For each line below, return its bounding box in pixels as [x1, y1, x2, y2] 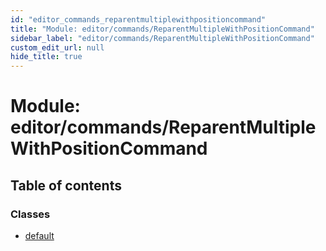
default [24, 230, 55, 241]
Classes [10, 207, 51, 221]
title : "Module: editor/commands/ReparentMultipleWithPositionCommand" [10, 24, 315, 34]
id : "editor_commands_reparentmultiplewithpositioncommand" [10, 14, 267, 25]
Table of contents [10, 177, 122, 194]
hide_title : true [10, 52, 83, 62]
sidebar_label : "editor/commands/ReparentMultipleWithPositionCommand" [10, 33, 315, 43]
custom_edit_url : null [10, 42, 105, 53]
